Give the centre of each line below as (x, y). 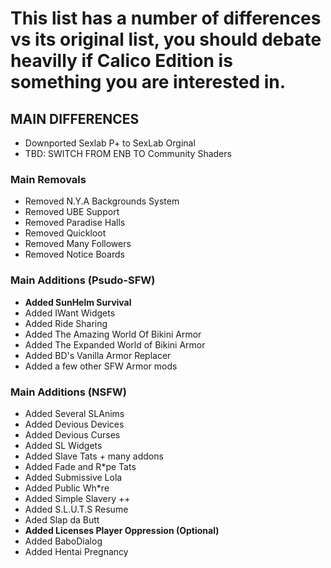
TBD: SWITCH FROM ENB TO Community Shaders (128, 153)
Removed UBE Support (72, 212)
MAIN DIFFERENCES (75, 118)
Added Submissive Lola (73, 477)
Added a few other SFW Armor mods (101, 366)
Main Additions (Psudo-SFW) (83, 280)
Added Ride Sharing (66, 323)
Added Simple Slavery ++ (77, 498)
